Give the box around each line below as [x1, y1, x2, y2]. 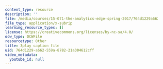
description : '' [5, 12, 38, 17]
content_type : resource [5, 7, 53, 12]
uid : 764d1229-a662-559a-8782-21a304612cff [5, 48, 95, 52]
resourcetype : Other [5, 39, 47, 44]
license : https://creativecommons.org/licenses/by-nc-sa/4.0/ [5, 30, 133, 34]
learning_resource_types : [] [5, 25, 64, 30]
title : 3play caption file [5, 43, 60, 48]
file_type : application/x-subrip [5, 20, 73, 26]
